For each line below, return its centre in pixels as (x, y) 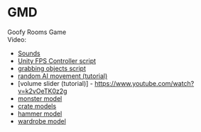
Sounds (29, 53)
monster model (40, 98)
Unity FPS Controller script (57, 60)
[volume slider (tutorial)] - (55, 83)
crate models (37, 106)
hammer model (40, 114)
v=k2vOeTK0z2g (42, 91)
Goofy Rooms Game (37, 32)
